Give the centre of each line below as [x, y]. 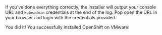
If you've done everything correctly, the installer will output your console [81, 7]
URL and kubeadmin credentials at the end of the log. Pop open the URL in [81, 12]
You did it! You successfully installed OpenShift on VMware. [67, 27]
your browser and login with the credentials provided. [61, 17]
